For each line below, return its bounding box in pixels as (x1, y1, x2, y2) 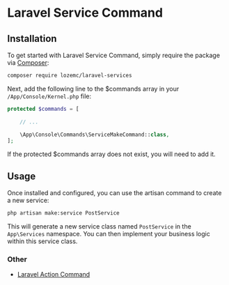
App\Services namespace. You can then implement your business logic (7, 229, 210, 238)
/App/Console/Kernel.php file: (7, 92, 92, 100)
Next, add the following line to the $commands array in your (7, 84, 180, 93)
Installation (7, 33, 57, 45)
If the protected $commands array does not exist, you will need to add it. (7, 150, 216, 158)
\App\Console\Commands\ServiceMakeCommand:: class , (19, 131, 170, 138)
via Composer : (7, 59, 49, 67)
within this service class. (7, 237, 78, 245)
